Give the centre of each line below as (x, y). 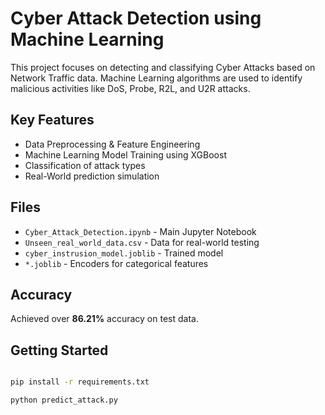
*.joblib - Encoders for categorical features (116, 263)
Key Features (52, 120)
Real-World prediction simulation (92, 176)
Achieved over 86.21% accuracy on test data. (104, 319)
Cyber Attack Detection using (136, 18)
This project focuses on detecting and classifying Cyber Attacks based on (163, 67)
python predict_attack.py (64, 400)
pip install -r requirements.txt (80, 382)
